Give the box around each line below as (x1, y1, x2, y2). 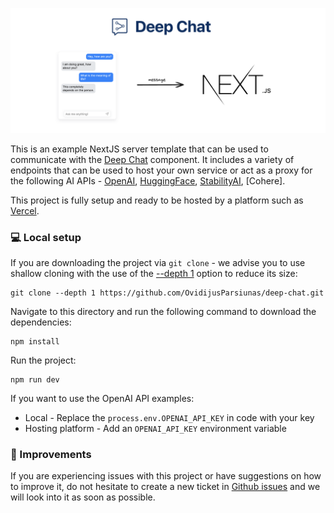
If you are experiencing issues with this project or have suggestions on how (10, 470, 322, 482)
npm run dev (10, 375, 60, 385)
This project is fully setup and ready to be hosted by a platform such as (10, 194, 304, 206)
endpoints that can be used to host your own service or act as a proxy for (10, 164, 313, 176)
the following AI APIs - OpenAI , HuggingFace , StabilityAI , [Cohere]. (10, 174, 286, 187)
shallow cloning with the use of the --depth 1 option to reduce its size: (10, 268, 298, 280)
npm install (10, 337, 60, 347)
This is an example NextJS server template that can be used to (10, 143, 269, 155)
